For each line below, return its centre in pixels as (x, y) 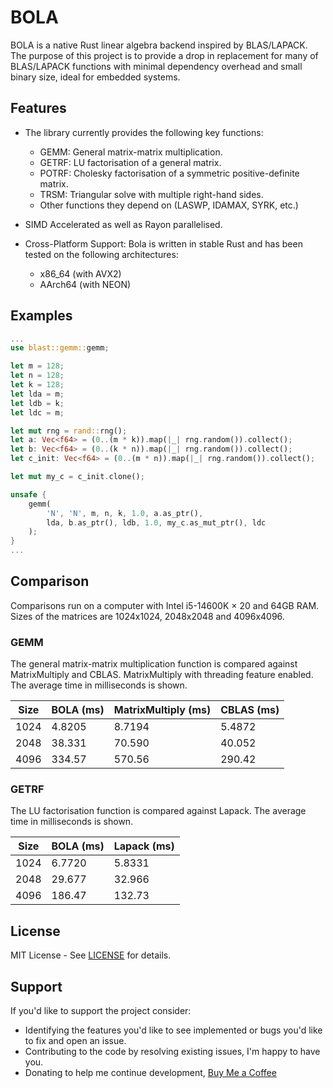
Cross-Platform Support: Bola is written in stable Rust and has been (163, 243)
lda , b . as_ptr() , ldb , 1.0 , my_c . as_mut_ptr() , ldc (156, 522)
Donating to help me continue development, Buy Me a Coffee (150, 1073)
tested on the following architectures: (101, 254)
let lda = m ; (37, 394)
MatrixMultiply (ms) (162, 710)
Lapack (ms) (144, 846)
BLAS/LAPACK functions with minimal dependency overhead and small (156, 66)
